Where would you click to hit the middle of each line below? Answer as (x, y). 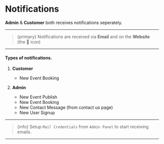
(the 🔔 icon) (29, 42)
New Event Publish (38, 97)
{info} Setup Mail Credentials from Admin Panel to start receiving (83, 127)
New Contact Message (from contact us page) (66, 108)
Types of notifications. (29, 58)
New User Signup (37, 113)
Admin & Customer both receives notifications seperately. (64, 23)
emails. (24, 132)
